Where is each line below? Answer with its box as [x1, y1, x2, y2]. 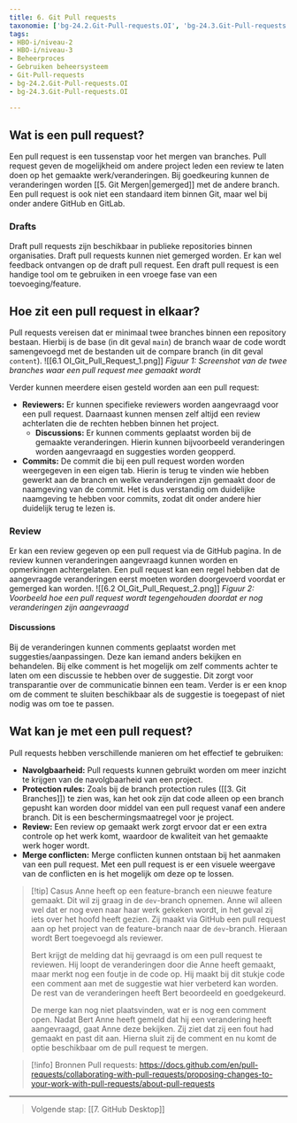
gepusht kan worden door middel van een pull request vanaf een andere [21, 802, 286, 813]
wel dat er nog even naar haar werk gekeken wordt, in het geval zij [30, 904, 274, 915]
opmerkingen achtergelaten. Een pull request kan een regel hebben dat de [9, 564, 280, 574]
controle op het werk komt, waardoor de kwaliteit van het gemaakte [21, 831, 269, 841]
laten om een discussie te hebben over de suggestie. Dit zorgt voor [9, 670, 254, 681]
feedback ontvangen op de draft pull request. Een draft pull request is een [9, 259, 279, 270]
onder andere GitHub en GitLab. [9, 199, 126, 209]
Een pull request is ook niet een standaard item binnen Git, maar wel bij [9, 189, 268, 199]
